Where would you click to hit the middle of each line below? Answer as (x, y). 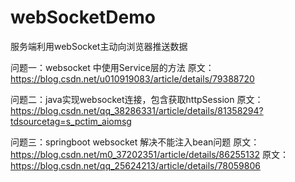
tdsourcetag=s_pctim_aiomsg (71, 121)
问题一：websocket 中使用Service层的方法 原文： (112, 67)
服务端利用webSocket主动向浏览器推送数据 (99, 46)
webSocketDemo (83, 17)
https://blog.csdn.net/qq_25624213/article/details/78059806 (135, 165)
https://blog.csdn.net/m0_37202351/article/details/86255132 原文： (149, 154)
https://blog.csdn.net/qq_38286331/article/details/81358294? (137, 110)
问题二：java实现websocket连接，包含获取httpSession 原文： (137, 99)
